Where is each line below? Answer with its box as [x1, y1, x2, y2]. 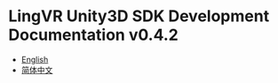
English [20, 54, 49, 64]
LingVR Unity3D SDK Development [8, 6, 270, 26]
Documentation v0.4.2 [8, 25, 179, 45]
